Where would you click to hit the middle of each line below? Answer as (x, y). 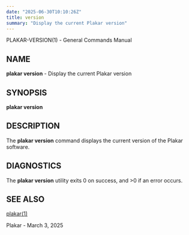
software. (18, 147)
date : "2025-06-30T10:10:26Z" (44, 12)
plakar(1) (17, 214)
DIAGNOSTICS (34, 166)
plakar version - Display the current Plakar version (69, 74)
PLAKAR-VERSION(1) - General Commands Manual (69, 40)
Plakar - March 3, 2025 (35, 225)
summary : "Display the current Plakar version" (67, 23)
